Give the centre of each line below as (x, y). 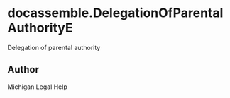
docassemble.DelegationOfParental (115, 13)
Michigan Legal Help (37, 87)
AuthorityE (40, 28)
